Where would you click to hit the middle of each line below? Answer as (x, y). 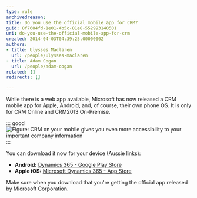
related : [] (21, 72)
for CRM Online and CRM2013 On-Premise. (58, 112)
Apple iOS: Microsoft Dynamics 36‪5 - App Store (73, 171)
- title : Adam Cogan (31, 61)
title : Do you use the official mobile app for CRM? (72, 22)
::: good (15, 123)
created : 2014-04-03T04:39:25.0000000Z (55, 39)
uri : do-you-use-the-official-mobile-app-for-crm (68, 34)
